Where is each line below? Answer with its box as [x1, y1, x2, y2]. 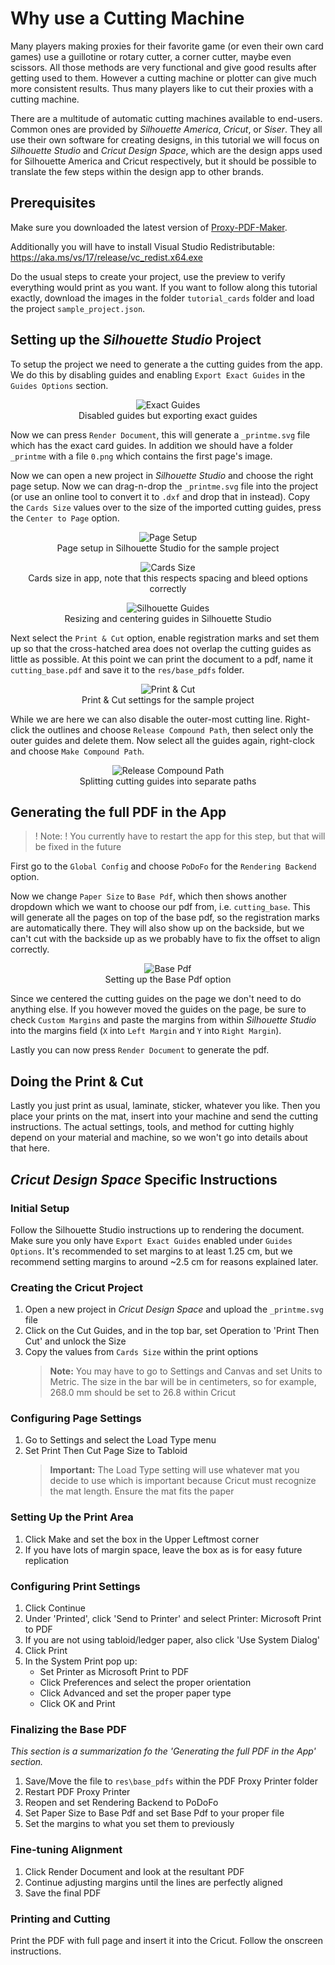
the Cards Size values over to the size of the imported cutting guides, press [10, 501, 322, 513]
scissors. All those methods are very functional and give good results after [10, 61, 317, 73]
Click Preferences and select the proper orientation [39, 1677, 252, 1689]
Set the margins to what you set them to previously [24, 1818, 235, 1830]
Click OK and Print [39, 1698, 116, 1710]
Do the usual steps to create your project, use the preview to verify [10, 270, 286, 282]
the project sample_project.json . [10, 302, 146, 314]
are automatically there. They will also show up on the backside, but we [10, 922, 305, 934]
